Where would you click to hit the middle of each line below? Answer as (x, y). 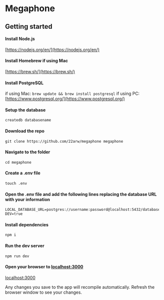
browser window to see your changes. (43, 292)
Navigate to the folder (28, 152)
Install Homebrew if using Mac (37, 61)
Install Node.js (20, 39)
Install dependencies (27, 225)
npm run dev (17, 256)
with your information (28, 199)
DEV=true (14, 214)
